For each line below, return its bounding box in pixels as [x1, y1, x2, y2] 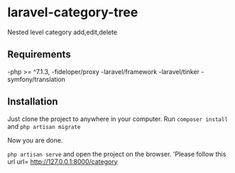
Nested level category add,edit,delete [7, 28, 118, 36]
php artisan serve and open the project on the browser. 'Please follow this [7, 150, 226, 158]
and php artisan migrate [7, 122, 81, 130]
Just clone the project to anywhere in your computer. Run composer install [7, 115, 229, 123]
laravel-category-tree [7, 4, 138, 21]
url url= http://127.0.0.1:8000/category [7, 157, 119, 166]
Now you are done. [7, 136, 63, 145]
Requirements [7, 48, 71, 61]
